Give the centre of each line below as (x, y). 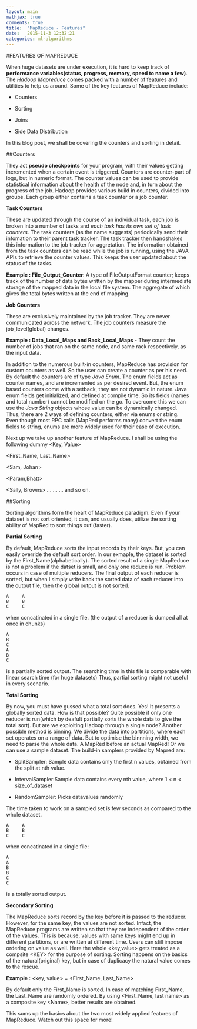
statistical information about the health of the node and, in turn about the (94, 184)
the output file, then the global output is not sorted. (68, 585)
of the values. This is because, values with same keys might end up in (91, 935)
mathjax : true (24, 17)
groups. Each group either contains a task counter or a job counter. (87, 197)
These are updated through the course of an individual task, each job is (93, 219)
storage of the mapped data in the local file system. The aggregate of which (98, 287)
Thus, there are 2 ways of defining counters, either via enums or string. (92, 414)
